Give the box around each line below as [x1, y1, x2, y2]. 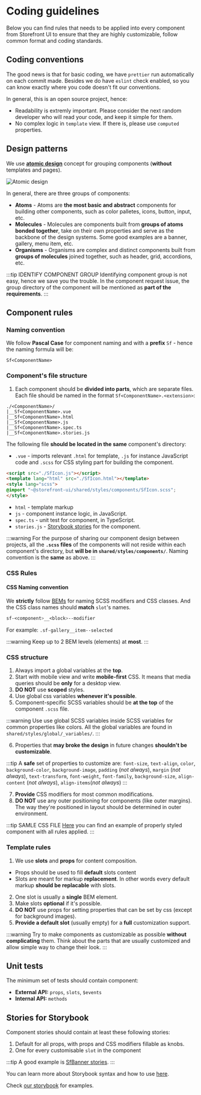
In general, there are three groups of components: [6, 189, 131, 197]
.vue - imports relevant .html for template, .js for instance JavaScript [14, 452, 188, 459]
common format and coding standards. [6, 37, 104, 44]
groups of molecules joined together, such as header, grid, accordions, [14, 253, 193, 260]
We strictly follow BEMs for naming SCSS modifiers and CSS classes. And [6, 597, 191, 605]
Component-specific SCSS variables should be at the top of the [14, 699, 173, 706]
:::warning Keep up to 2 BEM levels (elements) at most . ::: [6, 638, 149, 645]
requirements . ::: [6, 290, 49, 297]
